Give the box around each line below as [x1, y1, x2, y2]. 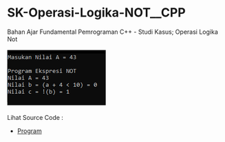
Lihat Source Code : [7, 113, 64, 121]
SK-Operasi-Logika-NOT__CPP [7, 5, 186, 21]
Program [17, 126, 43, 135]
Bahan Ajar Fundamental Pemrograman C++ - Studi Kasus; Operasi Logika [7, 28, 218, 36]
